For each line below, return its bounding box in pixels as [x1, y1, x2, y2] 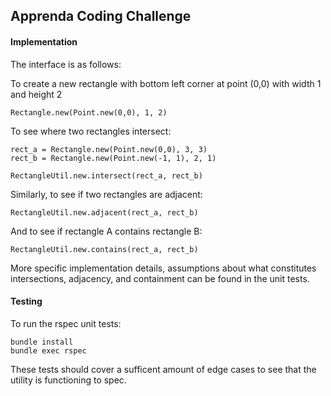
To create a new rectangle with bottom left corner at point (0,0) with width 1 [10, 77, 322, 89]
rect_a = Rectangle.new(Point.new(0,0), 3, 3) [10, 144, 208, 154]
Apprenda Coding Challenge [10, 8, 192, 25]
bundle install [10, 337, 74, 347]
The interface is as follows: [10, 58, 122, 70]
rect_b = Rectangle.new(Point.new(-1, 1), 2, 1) [10, 153, 217, 163]
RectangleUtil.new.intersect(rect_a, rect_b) [10, 170, 203, 181]
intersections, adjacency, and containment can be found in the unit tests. [10, 272, 310, 284]
